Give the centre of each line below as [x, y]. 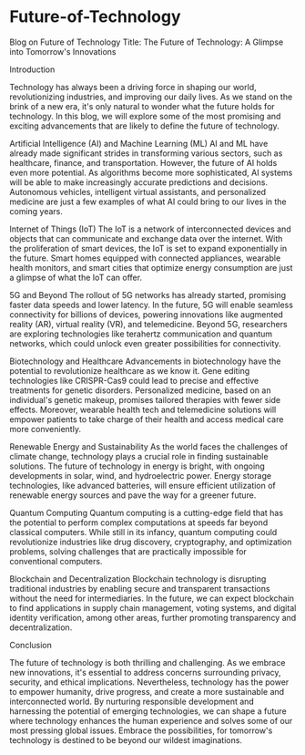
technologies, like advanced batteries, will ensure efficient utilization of [142, 485]
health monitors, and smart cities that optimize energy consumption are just [151, 267]
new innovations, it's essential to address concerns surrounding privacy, [145, 672]
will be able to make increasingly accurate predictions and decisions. [139, 182]
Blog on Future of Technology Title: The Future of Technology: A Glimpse [147, 42]
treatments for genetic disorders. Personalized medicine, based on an [140, 390]
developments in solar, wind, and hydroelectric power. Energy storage [140, 475]
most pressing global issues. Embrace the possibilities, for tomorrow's [141, 730]
